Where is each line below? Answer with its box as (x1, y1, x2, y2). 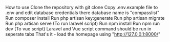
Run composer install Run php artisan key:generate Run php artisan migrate (5, 15, 165, 21)
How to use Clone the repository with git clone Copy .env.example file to (5, 5, 158, 10)
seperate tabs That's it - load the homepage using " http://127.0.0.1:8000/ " (5, 31, 161, 37)
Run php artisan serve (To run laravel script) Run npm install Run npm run (5, 20, 160, 26)
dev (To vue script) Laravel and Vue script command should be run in (5, 26, 152, 32)
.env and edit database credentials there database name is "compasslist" (5, 10, 160, 16)
